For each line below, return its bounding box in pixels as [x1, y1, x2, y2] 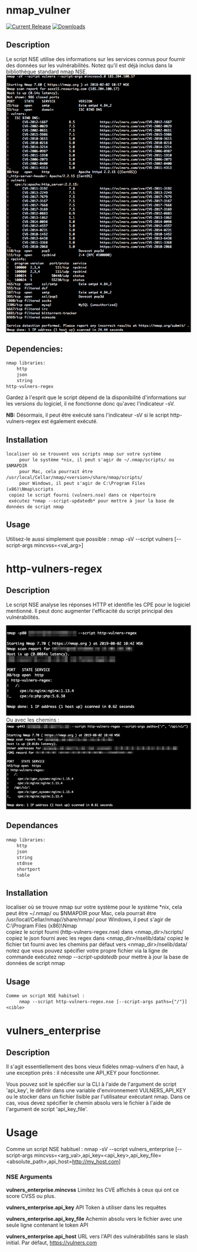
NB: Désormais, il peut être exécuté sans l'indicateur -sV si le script [6, 411, 169, 419]
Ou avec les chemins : [6, 717, 60, 723]
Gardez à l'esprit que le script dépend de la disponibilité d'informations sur [6, 394, 186, 401]
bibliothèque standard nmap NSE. [6, 68, 87, 75]
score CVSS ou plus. [6, 1192, 56, 1199]
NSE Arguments [6, 1173, 53, 1181]
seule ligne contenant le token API [6, 1221, 89, 1229]
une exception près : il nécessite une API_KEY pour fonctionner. [6, 1069, 160, 1076]
